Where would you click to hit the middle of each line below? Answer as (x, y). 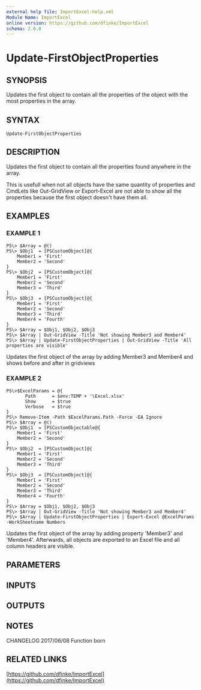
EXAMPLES (28, 216)
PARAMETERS (33, 565)
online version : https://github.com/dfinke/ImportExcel (77, 23)
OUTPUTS (25, 606)
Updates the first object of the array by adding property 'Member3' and (94, 533)
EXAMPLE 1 (23, 233)
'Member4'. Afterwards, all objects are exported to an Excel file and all (93, 539)
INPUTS (21, 585)
